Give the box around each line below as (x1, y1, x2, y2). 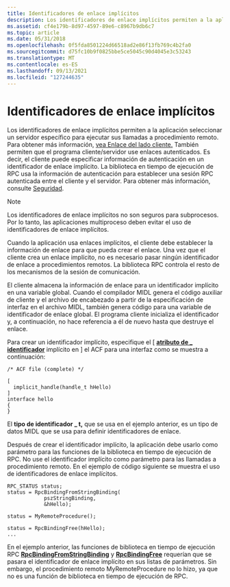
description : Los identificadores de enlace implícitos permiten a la (7, 16, 213, 23)
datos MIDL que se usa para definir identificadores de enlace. (7, 427, 181, 435)
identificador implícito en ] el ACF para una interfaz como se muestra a (7, 346, 209, 354)
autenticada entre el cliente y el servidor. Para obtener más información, (7, 177, 211, 185)
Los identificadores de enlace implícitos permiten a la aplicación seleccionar (7, 126, 222, 134)
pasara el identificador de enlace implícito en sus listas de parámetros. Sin (7, 558, 217, 566)
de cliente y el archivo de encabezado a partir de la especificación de (7, 296, 204, 304)
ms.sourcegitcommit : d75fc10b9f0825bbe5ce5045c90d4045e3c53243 (7, 49, 192, 56)
